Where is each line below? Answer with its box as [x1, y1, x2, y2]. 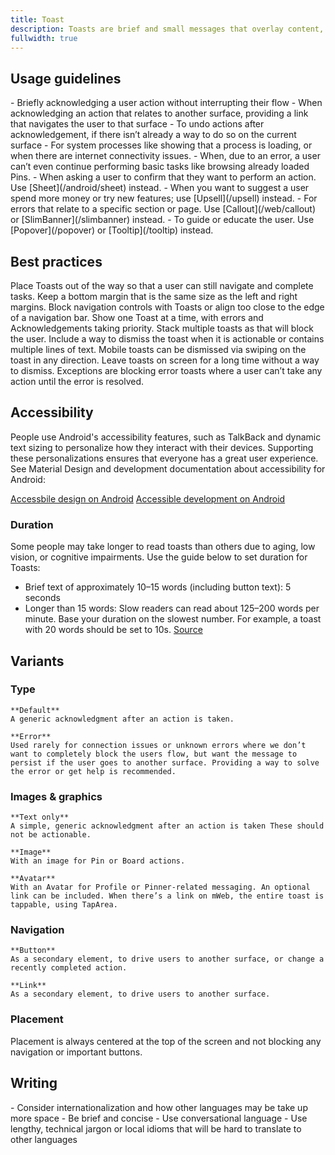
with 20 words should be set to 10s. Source [24, 624, 203, 636]
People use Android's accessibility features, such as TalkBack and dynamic [10, 431, 322, 443]
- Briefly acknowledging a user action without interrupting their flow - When [10, 97, 323, 109]
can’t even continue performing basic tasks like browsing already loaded [10, 161, 310, 173]
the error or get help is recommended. [10, 766, 177, 776]
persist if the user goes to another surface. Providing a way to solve [10, 757, 320, 768]
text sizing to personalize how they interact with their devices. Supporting [10, 441, 314, 453]
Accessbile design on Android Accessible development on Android [10, 492, 286, 505]
